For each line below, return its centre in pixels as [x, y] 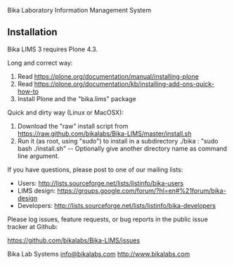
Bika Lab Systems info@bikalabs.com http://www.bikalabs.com [99, 254]
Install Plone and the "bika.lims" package [77, 98]
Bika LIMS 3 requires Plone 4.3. [53, 49]
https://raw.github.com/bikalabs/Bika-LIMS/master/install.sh [104, 134]
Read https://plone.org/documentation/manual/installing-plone [108, 76]
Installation [32, 32]
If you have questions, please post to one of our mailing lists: [95, 169]
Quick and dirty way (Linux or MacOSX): [66, 112]
